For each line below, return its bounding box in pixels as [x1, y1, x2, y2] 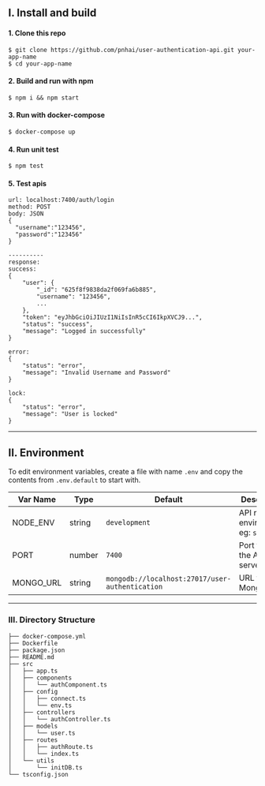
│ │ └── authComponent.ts [8, 680, 108, 689]
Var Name [17, 494, 57, 505]
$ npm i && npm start [8, 94, 80, 102]
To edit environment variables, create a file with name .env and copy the [8, 467, 243, 477]
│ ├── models [8, 722, 58, 730]
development [106, 518, 151, 527]
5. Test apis [8, 178, 47, 188]
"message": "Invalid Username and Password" [22, 369, 171, 377]
